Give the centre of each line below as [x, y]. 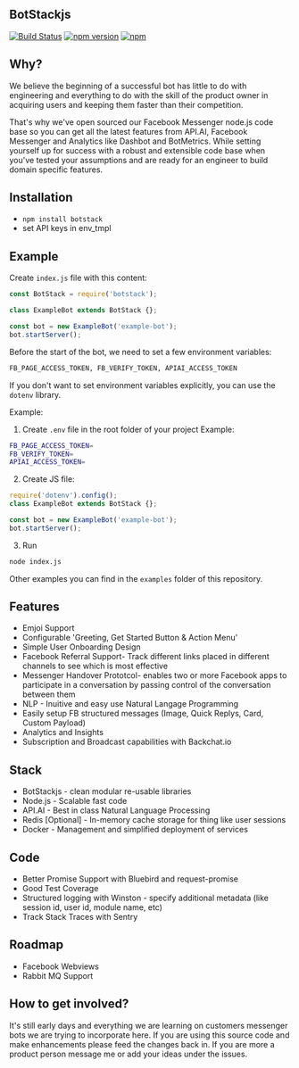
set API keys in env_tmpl [66, 228]
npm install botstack [62, 219]
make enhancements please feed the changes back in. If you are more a [142, 1044]
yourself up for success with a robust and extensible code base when [137, 150]
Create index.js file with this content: [78, 278]
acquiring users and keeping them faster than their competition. [126, 104]
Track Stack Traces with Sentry [80, 917]
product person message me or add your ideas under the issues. [129, 1054]
